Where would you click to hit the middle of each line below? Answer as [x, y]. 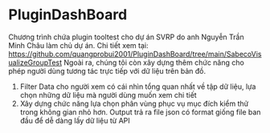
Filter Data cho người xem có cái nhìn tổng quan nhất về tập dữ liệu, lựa [138, 87]
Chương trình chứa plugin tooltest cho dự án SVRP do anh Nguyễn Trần [126, 37]
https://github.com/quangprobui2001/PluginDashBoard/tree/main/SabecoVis [135, 54]
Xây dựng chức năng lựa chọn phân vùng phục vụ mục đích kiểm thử [134, 103]
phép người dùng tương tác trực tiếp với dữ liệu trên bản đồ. [107, 71]
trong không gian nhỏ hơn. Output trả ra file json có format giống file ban [140, 112]
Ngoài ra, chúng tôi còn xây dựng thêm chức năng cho [154, 62]
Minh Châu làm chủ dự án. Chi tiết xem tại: [78, 45]
